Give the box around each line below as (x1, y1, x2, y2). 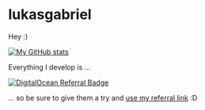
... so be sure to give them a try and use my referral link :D (8, 93, 198, 102)
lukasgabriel (8, 6, 93, 24)
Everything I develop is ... (8, 62, 91, 72)
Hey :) (8, 32, 28, 41)
